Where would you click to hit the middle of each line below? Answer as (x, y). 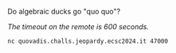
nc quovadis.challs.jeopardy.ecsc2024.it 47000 (88, 41)
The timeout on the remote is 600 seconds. (78, 26)
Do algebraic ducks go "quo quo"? (64, 11)
